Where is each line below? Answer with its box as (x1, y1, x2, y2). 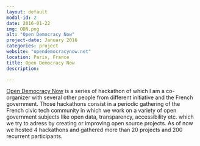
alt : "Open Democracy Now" (6, 32, 75, 38)
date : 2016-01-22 (6, 20, 51, 26)
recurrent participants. (6, 133, 63, 140)
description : (6, 65, 40, 72)
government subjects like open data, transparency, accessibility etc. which (6, 113, 194, 120)
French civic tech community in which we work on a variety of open (6, 107, 177, 114)
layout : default (6, 9, 48, 15)
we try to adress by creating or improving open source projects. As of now (6, 120, 193, 127)
